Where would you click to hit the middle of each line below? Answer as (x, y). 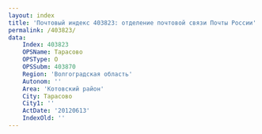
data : (17, 37)
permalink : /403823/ (42, 30)
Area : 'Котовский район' (63, 89)
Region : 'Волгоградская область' (78, 74)
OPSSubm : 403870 (49, 67)
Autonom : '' (42, 81)
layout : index (32, 15)
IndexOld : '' (44, 118)
